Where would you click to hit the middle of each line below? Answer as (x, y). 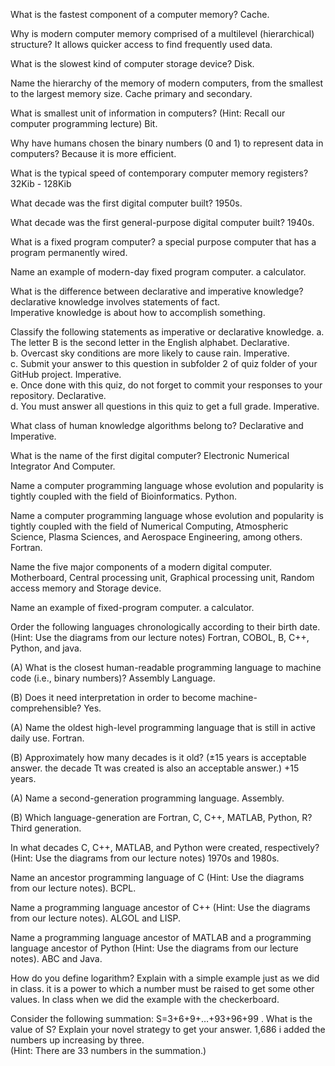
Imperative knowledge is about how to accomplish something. (138, 312)
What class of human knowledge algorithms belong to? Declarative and (157, 425)
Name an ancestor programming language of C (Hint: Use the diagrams (157, 877)
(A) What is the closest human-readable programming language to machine (166, 667)
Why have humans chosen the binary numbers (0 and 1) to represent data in (167, 143)
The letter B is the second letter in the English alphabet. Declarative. (150, 342)
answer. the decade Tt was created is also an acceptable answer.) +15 (155, 768)
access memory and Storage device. (86, 588)
